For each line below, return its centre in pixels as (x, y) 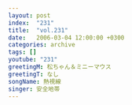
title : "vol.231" (38, 30)
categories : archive (42, 45)
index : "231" (31, 23)
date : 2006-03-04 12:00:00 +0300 (66, 37)
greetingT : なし (33, 74)
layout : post (29, 15)
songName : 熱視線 (35, 81)
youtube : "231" (33, 60)
